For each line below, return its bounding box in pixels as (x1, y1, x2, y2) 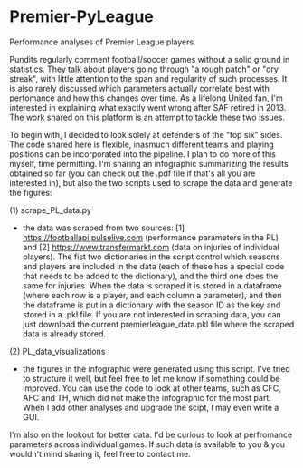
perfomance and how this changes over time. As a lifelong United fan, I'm (9, 93, 283, 103)
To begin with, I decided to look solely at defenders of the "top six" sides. (9, 129, 283, 140)
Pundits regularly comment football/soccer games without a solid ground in (9, 54, 290, 64)
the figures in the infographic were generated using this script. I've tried (22, 363, 291, 374)
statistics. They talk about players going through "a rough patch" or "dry (9, 63, 279, 74)
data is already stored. (22, 328, 107, 339)
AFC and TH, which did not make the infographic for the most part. (22, 392, 271, 403)
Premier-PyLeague (9, 6, 154, 27)
